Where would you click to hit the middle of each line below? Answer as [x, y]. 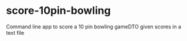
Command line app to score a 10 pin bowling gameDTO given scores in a [94, 27]
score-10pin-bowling [59, 11]
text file [15, 32]
